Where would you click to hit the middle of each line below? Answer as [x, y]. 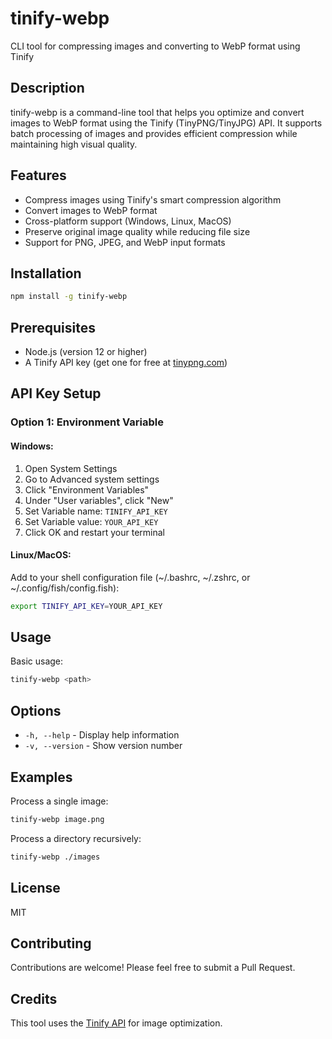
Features [38, 175]
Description [47, 88]
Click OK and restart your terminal [94, 532]
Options [36, 710]
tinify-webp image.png [57, 819]
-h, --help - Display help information [102, 735]
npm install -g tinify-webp [69, 297]
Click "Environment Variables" [87, 489]
